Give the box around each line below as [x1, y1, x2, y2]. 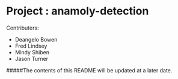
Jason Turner [14, 55, 49, 62]
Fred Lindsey [14, 42, 48, 49]
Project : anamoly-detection [6, 4, 149, 18]
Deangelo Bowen [14, 36, 58, 43]
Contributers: [6, 24, 39, 31]
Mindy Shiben [14, 48, 50, 55]
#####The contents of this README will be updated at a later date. [6, 66, 173, 74]
